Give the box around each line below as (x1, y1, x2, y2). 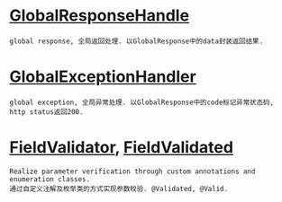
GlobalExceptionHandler (9, 66, 196, 87)
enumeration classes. (9, 174, 91, 184)
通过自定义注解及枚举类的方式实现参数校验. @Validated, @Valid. (9, 184, 229, 193)
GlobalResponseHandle (9, 5, 190, 26)
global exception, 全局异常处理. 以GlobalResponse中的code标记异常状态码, (9, 98, 275, 107)
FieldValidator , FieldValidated (9, 137, 234, 158)
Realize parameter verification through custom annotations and (9, 167, 256, 176)
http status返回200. (9, 107, 84, 117)
